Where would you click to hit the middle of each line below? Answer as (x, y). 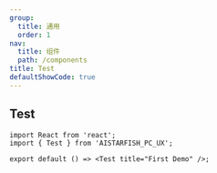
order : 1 (34, 35)
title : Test (32, 69)
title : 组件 (39, 52)
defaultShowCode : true (52, 77)
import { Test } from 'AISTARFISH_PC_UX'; (91, 143)
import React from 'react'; (63, 135)
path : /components (53, 60)
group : (22, 18)
